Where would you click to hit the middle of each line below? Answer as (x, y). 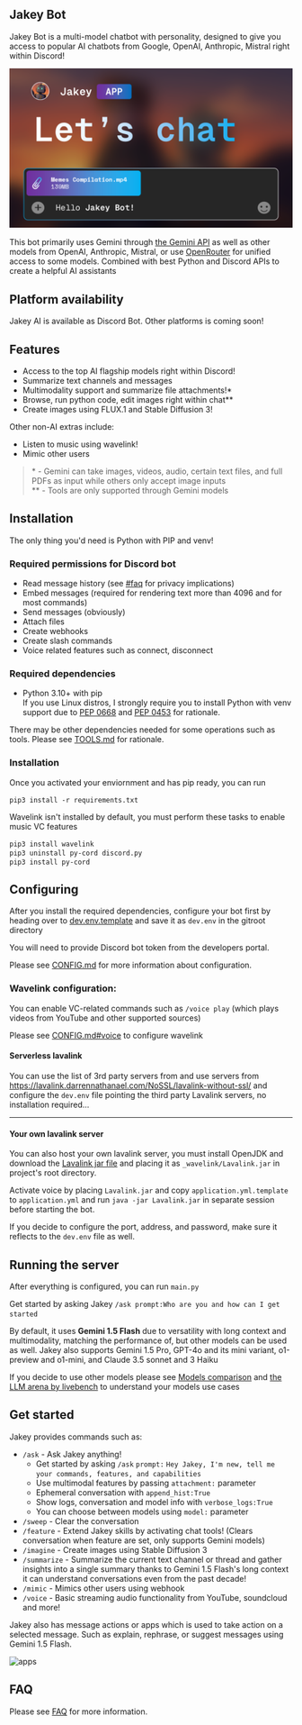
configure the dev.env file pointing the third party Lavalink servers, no (138, 1094)
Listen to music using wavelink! (80, 444)
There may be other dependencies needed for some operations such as (142, 730)
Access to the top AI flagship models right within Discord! (129, 371)
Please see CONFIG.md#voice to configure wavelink (107, 1035)
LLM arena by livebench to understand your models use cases (124, 1386)
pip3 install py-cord (50, 862)
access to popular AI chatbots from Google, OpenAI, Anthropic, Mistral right (150, 46)
